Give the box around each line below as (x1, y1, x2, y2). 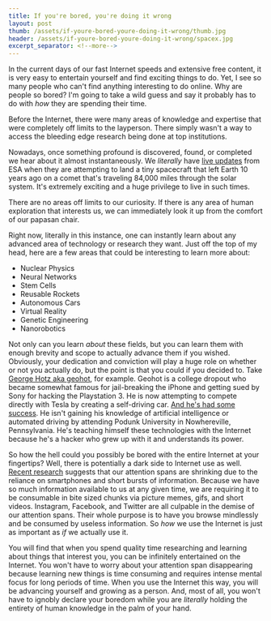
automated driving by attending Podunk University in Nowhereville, (8, 417, 231, 426)
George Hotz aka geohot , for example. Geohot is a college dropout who (8, 374, 247, 383)
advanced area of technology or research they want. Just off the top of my (8, 239, 257, 249)
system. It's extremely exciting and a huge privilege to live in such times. (8, 182, 251, 191)
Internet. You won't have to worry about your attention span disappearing (8, 560, 253, 570)
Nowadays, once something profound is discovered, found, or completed (8, 148, 252, 157)
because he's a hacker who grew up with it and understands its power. (8, 435, 244, 444)
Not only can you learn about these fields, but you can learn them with (8, 340, 243, 349)
